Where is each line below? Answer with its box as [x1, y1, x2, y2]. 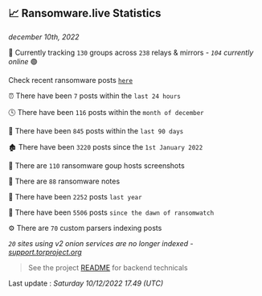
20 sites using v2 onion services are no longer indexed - [8, 238, 194, 248]
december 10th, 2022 [8, 31, 80, 42]
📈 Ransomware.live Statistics [8, 6, 162, 20]
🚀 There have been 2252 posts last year [8, 191, 142, 201]
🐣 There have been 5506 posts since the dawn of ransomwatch [8, 208, 215, 217]
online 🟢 [8, 56, 38, 66]
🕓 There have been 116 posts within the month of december [8, 107, 205, 117]
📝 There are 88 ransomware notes [8, 176, 121, 186]
